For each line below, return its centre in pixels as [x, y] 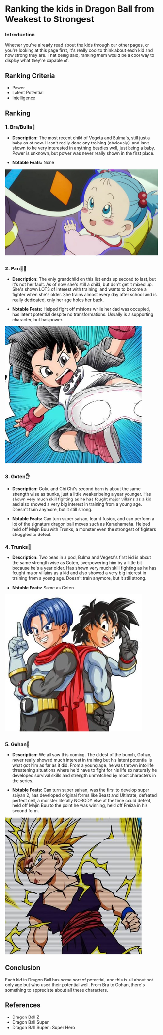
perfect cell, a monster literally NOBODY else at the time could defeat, [82, 801]
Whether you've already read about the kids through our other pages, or [77, 45]
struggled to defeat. [32, 535]
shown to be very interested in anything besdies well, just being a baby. [83, 148]
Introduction [20, 35]
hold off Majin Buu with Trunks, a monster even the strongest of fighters [84, 529]
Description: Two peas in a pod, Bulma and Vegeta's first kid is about [81, 557]
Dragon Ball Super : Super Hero [43, 1027]
